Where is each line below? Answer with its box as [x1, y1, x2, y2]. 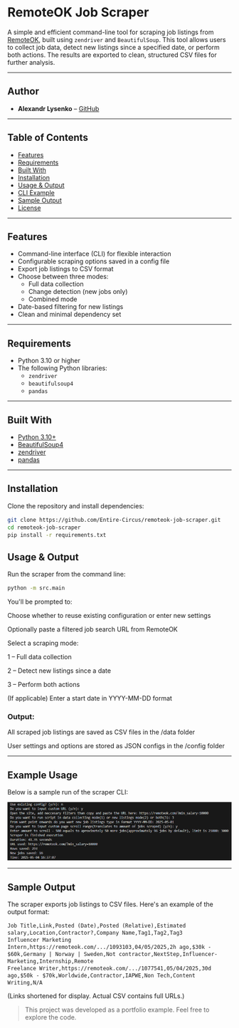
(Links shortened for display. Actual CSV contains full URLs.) [7, 992, 185, 1000]
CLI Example [17, 188, 55, 196]
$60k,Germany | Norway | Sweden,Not [7, 951, 116, 958]
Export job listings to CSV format [17, 265, 114, 273]
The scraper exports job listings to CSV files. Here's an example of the [7, 900, 213, 908]
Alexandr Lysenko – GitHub [17, 104, 100, 112]
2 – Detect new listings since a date [7, 666, 112, 675]
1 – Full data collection [7, 653, 73, 661]
